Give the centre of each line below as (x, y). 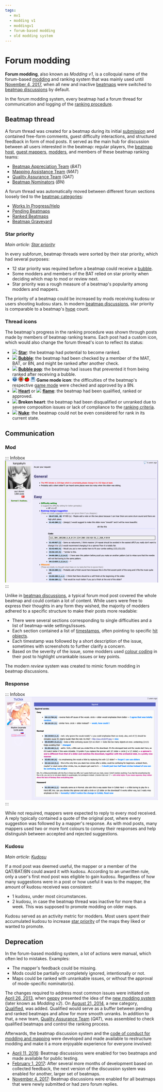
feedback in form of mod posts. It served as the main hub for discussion (77, 141)
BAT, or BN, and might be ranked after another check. (66, 363)
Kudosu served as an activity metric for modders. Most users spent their (77, 916)
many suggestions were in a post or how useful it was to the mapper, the (78, 882)
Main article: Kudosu (26, 857)
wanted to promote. (25, 927)
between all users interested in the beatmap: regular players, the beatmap (79, 146)
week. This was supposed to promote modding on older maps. (74, 907)
